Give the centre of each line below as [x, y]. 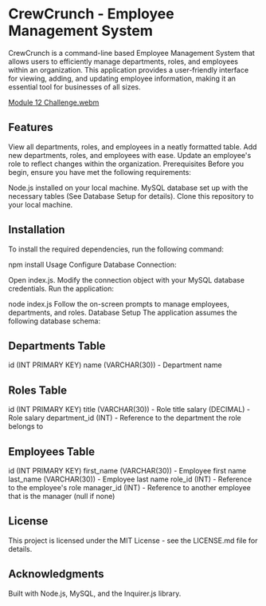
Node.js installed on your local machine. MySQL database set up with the [128, 188]
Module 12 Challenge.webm [54, 102]
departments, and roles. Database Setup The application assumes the [123, 312]
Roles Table [38, 390]
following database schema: [55, 321]
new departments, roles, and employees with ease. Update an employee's [130, 155]
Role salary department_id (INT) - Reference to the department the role [125, 418]
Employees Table [52, 452]
